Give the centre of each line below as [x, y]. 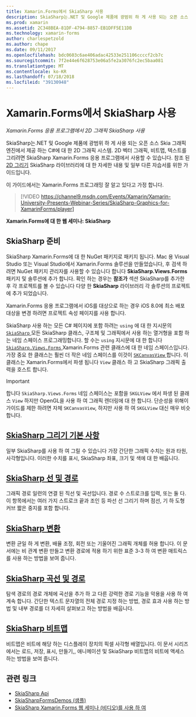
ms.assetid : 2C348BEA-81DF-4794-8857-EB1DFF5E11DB [69, 28]
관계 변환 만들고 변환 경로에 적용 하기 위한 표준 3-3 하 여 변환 [97, 551]
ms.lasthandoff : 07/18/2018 [40, 77]
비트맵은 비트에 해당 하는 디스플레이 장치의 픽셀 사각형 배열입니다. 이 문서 [90, 644]
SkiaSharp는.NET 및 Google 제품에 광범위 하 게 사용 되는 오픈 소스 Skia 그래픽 [96, 143]
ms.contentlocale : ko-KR [36, 72]
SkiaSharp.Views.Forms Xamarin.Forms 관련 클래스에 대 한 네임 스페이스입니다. [97, 347]
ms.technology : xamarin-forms [43, 33]
